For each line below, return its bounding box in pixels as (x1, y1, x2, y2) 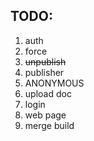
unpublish (24, 55, 67, 68)
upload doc (24, 87, 72, 99)
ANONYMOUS (24, 77, 85, 89)
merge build (24, 119, 75, 131)
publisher (24, 66, 65, 78)
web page (24, 109, 67, 121)
